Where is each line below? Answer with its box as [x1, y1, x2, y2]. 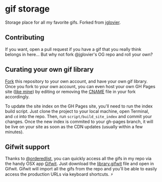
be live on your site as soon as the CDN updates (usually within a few [5, 123, 143, 129]
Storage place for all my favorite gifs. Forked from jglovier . [5, 19, 121, 25]
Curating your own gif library [5, 65, 94, 74]
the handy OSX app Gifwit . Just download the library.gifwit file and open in [5, 161, 154, 167]
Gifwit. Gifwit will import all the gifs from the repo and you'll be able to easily [5, 166, 157, 172]
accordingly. [5, 93, 30, 100]
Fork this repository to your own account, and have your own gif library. [5, 78, 148, 84]
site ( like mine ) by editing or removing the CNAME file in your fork [5, 89, 136, 94]
